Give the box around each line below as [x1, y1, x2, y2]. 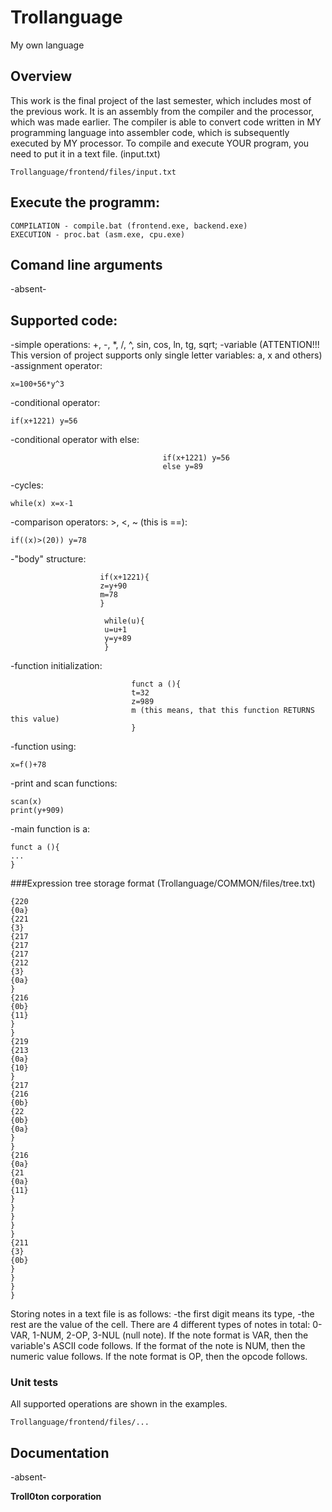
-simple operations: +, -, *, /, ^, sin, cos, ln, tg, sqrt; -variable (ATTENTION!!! [10, 339, 320, 351]
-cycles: [10, 479, 44, 491]
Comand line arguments [10, 256, 163, 273]
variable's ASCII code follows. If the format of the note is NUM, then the [10, 1340, 306, 1352]
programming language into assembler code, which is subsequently [10, 126, 290, 138]
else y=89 [162, 462, 203, 472]
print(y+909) [10, 806, 65, 816]
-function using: [10, 741, 77, 753]
